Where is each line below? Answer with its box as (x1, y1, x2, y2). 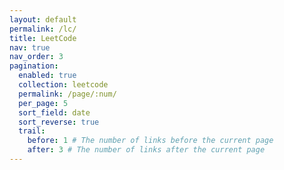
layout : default (9, 14, 77, 25)
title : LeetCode (9, 33, 77, 43)
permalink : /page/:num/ (18, 89, 117, 99)
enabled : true (18, 71, 77, 81)
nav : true (9, 42, 51, 53)
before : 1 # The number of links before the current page (27, 136, 274, 146)
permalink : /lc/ (9, 24, 77, 34)
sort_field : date (18, 107, 91, 118)
